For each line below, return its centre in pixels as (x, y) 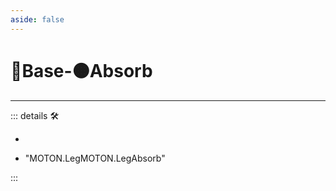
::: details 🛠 (35, 115)
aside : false (37, 19)
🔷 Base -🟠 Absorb (81, 70)
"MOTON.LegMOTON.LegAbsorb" (95, 158)
